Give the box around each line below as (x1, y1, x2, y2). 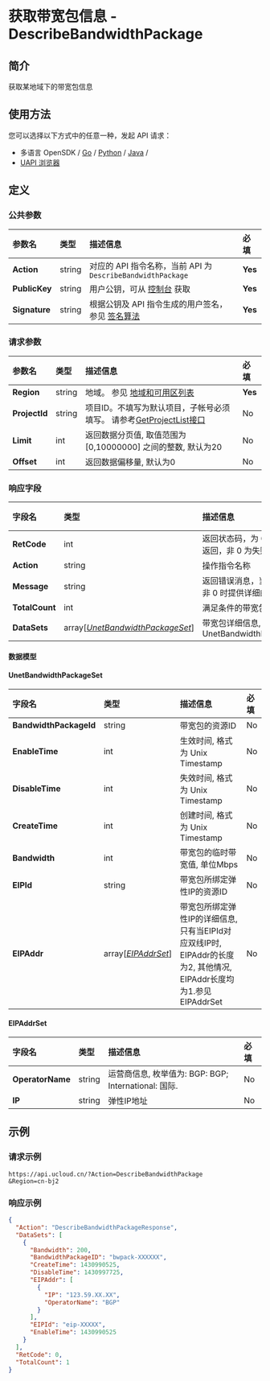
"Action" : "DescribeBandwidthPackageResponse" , (15, 1223, 178, 1231)
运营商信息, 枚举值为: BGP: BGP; (108, 1068, 229, 1079)
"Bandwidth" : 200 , (29, 1246, 92, 1254)
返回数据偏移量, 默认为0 (85, 456, 176, 468)
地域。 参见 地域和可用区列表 (85, 387, 194, 398)
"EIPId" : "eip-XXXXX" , (29, 1321, 106, 1329)
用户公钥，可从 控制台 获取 (89, 283, 190, 295)
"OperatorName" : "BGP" (43, 1298, 121, 1306)
